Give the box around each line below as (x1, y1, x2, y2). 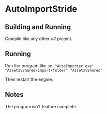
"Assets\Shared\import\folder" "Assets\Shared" (5, 68, 103, 73)
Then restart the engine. (5, 76, 53, 82)
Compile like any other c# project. (5, 36, 73, 41)
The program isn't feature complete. (5, 103, 77, 109)
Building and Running (5, 23, 71, 31)
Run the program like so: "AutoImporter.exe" (5, 62, 94, 69)
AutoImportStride (5, 3, 77, 15)
